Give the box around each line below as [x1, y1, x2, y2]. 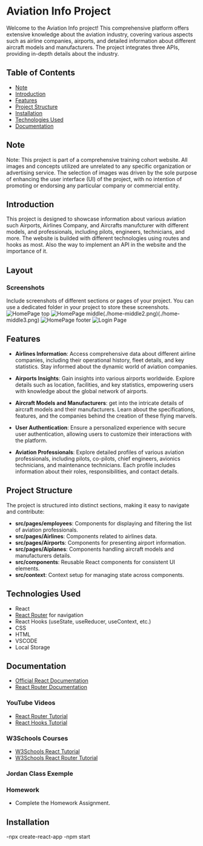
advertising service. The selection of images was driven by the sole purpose [6, 168, 198, 176]
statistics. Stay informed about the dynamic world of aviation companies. [15, 362, 198, 370]
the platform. [15, 436, 47, 444]
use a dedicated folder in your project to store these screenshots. [6, 304, 170, 311]
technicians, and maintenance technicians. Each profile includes [15, 461, 176, 468]
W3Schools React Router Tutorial [15, 754, 98, 761]
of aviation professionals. [15, 526, 79, 533]
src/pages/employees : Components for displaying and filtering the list [15, 519, 192, 527]
